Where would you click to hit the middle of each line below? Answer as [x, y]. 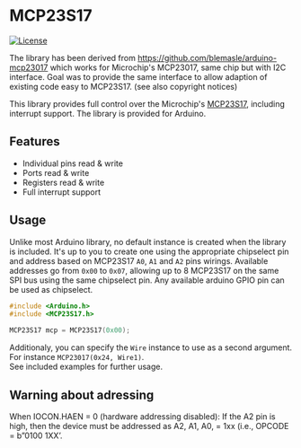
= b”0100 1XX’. [36, 435]
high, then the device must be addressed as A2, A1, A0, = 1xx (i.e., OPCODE [149, 426]
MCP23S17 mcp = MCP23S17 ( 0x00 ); [70, 330]
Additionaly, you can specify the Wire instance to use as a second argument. [151, 347]
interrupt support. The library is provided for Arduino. [108, 113]
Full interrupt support [62, 192]
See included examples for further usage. [86, 367]
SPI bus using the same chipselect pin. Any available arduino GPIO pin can [147, 280]
